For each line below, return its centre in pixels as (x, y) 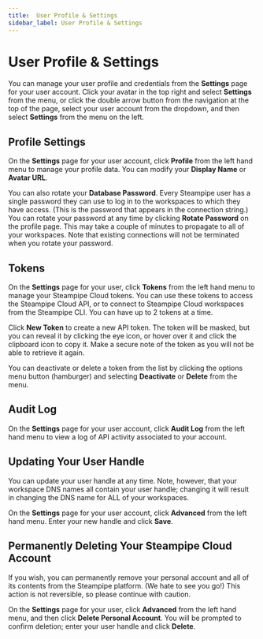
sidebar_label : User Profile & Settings (76, 23)
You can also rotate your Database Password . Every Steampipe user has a (129, 193)
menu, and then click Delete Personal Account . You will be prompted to (125, 618)
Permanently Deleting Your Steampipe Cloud (120, 546)
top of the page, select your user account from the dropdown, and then (124, 109)
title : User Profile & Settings (63, 15)
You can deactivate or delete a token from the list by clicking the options (126, 368)
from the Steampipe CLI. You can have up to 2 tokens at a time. (111, 312)
